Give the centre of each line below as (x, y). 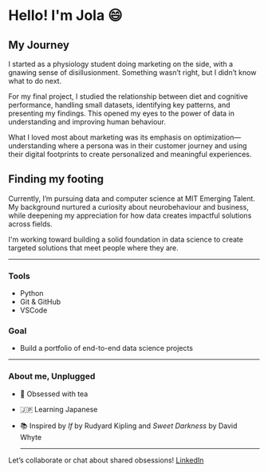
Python (32, 293)
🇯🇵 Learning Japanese (59, 409)
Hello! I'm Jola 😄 (65, 16)
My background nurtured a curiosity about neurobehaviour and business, (128, 206)
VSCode (33, 310)
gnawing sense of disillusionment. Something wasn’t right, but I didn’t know (132, 73)
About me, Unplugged (52, 376)
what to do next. (35, 81)
